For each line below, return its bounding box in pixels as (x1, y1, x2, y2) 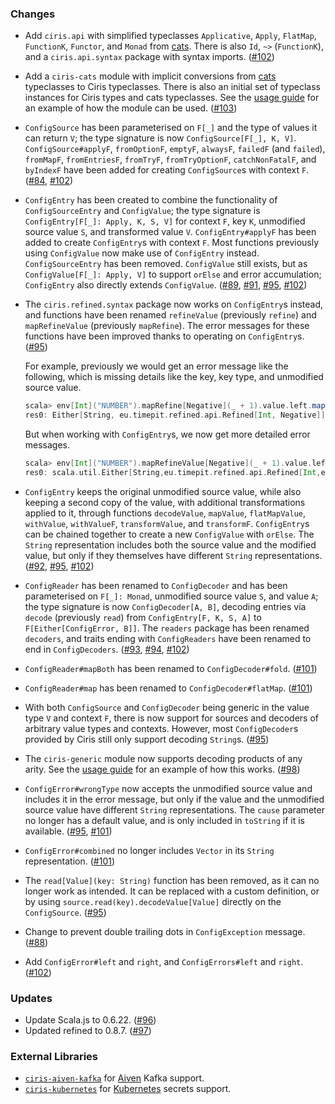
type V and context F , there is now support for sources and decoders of (24, 712, 320, 724)
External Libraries (10, 1050, 99, 1064)
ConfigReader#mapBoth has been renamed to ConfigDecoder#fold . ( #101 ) (24, 662, 318, 674)
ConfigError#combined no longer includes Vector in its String (24, 844, 275, 856)
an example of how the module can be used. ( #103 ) (24, 102, 238, 114)
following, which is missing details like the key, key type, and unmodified (24, 371, 324, 383)
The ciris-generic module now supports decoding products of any (24, 752, 303, 764)
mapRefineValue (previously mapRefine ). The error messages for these (24, 320, 310, 332)
